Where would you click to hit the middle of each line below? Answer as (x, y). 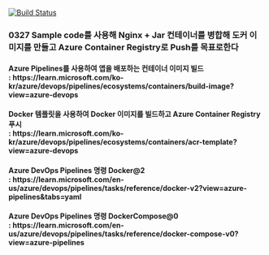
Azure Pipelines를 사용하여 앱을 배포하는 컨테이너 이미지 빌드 (106, 68)
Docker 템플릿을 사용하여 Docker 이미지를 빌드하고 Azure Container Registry (134, 115)
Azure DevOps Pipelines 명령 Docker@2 (77, 170)
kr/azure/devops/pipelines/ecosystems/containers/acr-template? (123, 142)
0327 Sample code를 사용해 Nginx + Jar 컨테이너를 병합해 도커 (128, 35)
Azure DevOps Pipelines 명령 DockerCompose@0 (93, 216)
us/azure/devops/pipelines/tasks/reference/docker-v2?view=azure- (128, 188)
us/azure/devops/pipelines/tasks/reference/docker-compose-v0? (124, 234)
